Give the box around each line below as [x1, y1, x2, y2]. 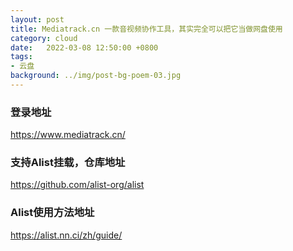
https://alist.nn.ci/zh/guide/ [10, 229, 123, 241]
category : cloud [10, 33, 78, 43]
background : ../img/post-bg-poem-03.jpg [10, 71, 182, 81]
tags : [10, 52, 33, 62]
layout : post [10, 14, 65, 25]
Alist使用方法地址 [10, 206, 95, 220]
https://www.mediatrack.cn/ [10, 129, 126, 141]
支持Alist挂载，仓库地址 [10, 156, 126, 170]
